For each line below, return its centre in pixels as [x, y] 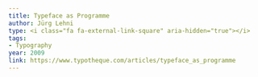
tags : [17, 38]
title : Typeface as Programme [59, 16]
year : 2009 [27, 53]
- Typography [30, 46]
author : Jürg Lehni [41, 23]
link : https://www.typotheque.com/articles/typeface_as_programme [122, 61]
